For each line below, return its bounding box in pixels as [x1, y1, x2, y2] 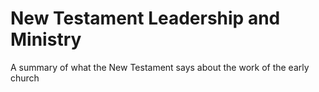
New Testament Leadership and [10, 7, 281, 30]
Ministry [10, 28, 82, 51]
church [10, 72, 40, 84]
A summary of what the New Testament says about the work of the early [10, 61, 310, 73]
